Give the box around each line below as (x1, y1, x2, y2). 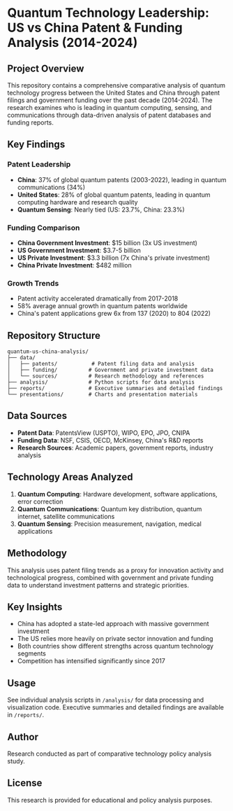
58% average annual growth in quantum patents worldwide (17, 302, 188, 310)
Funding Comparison (7, 223, 80, 233)
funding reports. (7, 118, 54, 127)
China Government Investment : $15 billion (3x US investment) (17, 238, 197, 247)
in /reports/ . (7, 711, 45, 719)
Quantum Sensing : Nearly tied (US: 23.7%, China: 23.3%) (17, 205, 185, 214)
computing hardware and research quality (17, 197, 138, 206)
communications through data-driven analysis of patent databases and (7, 111, 211, 119)
